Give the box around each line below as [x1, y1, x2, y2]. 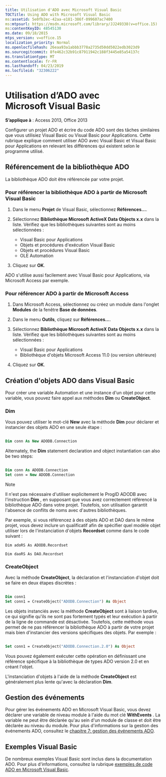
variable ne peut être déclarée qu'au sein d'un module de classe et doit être [5, 717, 161, 723]
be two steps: [5, 453, 33, 459]
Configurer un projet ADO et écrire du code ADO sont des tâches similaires [5, 127, 160, 133]
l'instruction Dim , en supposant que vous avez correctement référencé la [5, 496, 157, 502]
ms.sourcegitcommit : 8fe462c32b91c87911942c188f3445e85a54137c [5, 49, 140, 54]
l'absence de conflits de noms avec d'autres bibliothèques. [5, 507, 127, 513]
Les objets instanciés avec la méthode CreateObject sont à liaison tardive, [5, 608, 158, 614]
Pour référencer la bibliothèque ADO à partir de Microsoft [5, 189, 147, 196]
